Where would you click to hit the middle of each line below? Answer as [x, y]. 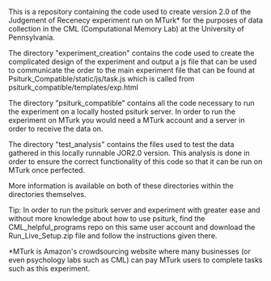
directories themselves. [47, 194]
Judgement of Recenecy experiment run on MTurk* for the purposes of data [136, 20]
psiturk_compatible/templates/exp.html [74, 87]
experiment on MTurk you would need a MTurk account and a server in [127, 120]
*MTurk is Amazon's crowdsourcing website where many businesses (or [129, 251]
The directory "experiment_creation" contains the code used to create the [131, 53]
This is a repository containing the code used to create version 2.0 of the [130, 12]
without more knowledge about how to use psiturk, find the [107, 218]
